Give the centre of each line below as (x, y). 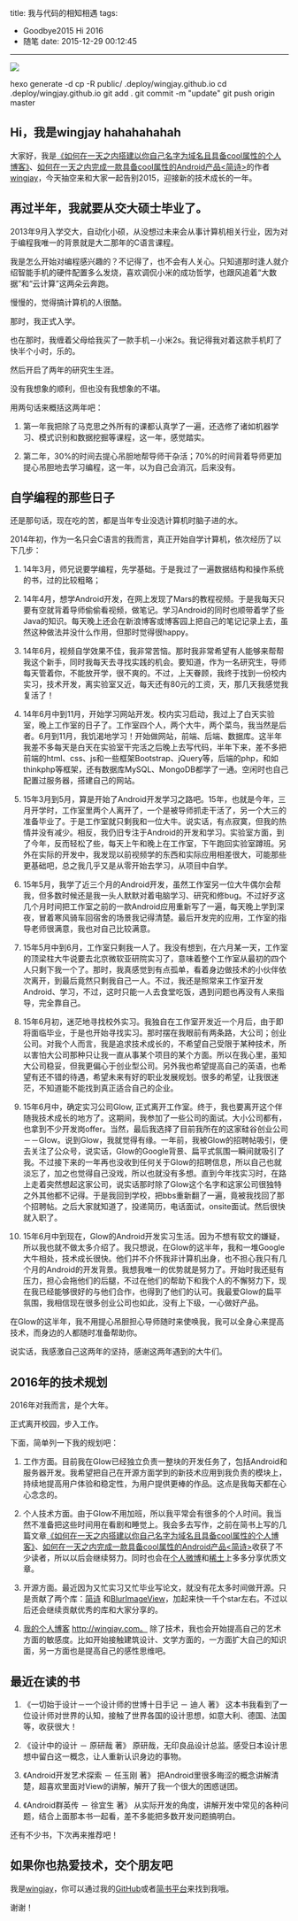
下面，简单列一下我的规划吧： (64, 1443)
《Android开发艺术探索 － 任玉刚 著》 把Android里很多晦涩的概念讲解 (147, 1775)
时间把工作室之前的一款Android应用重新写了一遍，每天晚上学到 (161, 906)
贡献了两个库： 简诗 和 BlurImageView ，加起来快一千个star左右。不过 (155, 1599)
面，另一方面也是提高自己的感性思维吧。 (96, 1651)
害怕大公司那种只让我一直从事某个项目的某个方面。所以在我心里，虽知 (158, 1055)
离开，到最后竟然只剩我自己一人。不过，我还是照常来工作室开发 (147, 981)
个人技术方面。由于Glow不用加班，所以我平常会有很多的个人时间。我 (149, 1514)
